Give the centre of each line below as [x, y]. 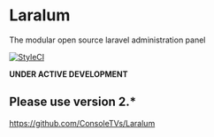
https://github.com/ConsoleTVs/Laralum [82, 123]
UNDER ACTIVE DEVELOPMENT [69, 74]
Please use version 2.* [73, 102]
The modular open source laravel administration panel [107, 40]
